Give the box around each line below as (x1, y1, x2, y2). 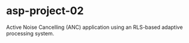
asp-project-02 (6, 4, 84, 18)
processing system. (6, 29, 55, 37)
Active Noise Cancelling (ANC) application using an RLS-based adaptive (6, 24, 183, 31)
